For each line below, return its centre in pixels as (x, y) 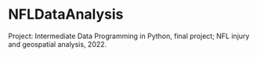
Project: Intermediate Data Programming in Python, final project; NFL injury (129, 36)
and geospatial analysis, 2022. (58, 44)
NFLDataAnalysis (66, 14)
